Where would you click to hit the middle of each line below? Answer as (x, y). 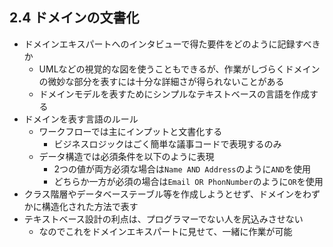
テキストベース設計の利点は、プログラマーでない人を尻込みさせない (163, 219)
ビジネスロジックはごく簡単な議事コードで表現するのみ (167, 144)
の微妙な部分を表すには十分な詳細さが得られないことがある (161, 81)
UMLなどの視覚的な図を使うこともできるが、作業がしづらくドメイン (179, 69)
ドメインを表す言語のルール (81, 119)
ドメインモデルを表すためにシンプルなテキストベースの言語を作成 (174, 94)
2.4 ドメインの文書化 (74, 18)
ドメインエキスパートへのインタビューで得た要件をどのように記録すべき (172, 44)
